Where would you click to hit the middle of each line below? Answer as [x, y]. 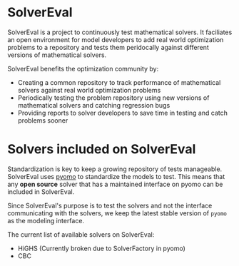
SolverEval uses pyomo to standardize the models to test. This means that [116, 176]
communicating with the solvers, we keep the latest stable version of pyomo [117, 213]
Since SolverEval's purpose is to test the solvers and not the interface [110, 205]
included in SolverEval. [41, 191]
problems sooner [43, 120]
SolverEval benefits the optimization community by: [83, 68]
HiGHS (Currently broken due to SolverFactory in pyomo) [101, 248]
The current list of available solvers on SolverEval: [81, 234]
